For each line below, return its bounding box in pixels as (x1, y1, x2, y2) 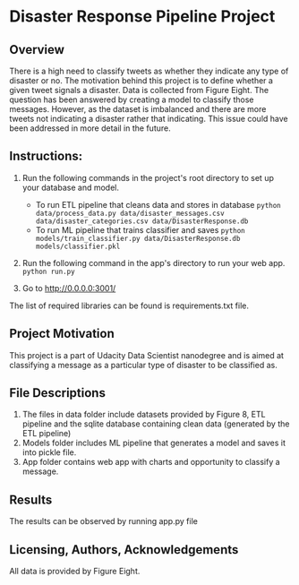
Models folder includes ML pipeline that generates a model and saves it (21, 437, 286, 449)
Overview (9, 42, 65, 57)
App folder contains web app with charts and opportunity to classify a (21, 457, 280, 468)
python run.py (21, 267, 75, 276)
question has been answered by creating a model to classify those (9, 94, 254, 105)
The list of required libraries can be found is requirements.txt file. (9, 300, 249, 311)
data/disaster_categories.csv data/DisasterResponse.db (35, 217, 249, 226)
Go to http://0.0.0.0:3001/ (21, 282, 116, 293)
